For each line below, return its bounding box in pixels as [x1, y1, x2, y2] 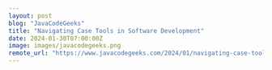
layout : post [8, 11, 53, 20]
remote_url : [8, 49, 49, 57]
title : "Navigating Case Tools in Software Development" [8, 27, 205, 35]
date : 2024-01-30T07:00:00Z [8, 34, 104, 43]
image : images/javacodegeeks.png [8, 42, 121, 50]
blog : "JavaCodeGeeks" [8, 19, 85, 27]
